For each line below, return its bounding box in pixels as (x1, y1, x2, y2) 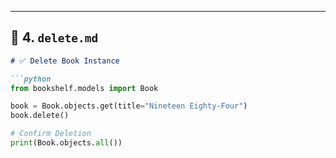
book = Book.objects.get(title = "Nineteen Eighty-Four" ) (10, 101, 248, 111)
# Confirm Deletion (10, 129, 92, 139)
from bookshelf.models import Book (10, 83, 159, 93)
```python (10, 74, 52, 84)
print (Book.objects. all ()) (10, 138, 123, 148)
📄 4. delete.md (10, 29, 99, 46)
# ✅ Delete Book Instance (10, 56, 120, 66)
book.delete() (10, 111, 70, 121)
